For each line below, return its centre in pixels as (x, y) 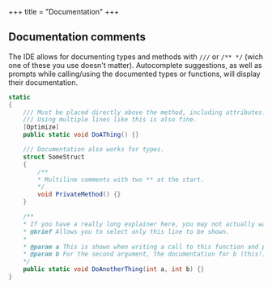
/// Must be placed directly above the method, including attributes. (144, 112)
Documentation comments (77, 37)
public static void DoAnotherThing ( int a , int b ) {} (114, 269)
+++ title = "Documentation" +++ (64, 12)
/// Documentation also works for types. (93, 150)
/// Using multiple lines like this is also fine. (110, 120)
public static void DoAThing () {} (81, 135)
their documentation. (43, 82)
